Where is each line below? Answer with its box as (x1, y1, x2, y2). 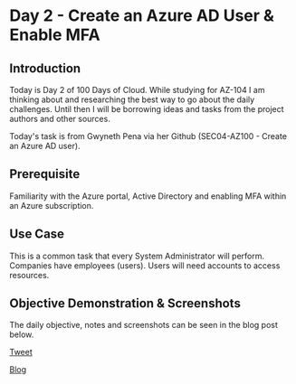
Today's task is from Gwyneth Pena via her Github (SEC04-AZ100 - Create (9, 131, 288, 141)
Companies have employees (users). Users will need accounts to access (9, 259, 281, 271)
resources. (9, 269, 50, 280)
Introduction (9, 61, 81, 76)
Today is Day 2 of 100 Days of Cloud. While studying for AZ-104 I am (9, 85, 265, 95)
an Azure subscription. (9, 200, 94, 211)
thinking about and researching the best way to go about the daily (9, 94, 255, 105)
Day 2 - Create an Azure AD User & (9, 5, 274, 26)
